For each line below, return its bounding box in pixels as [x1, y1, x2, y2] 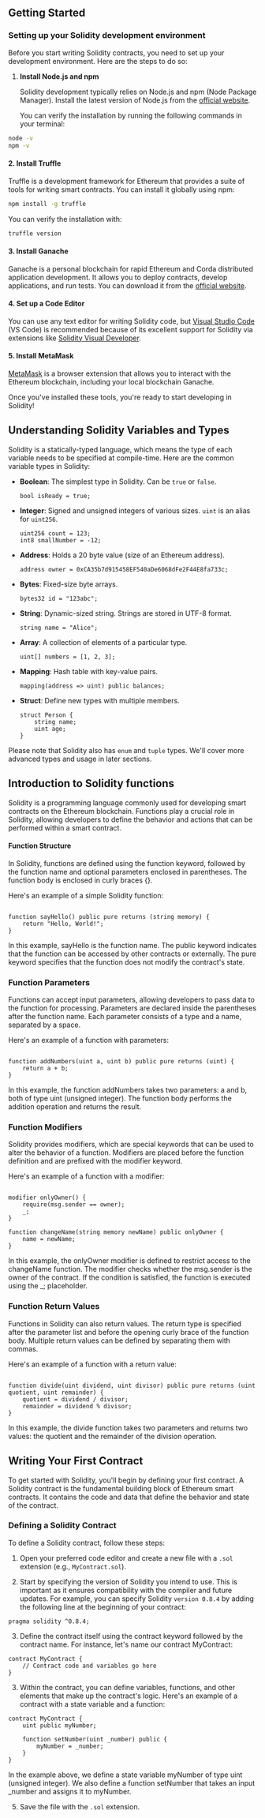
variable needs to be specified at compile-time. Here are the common [8, 453, 234, 463]
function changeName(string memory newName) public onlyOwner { [8, 1228, 224, 1236]
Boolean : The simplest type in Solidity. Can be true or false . [19, 477, 217, 486]
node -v [8, 134, 34, 142]
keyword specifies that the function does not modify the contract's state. [8, 957, 245, 966]
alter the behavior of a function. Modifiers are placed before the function [8, 1148, 244, 1157]
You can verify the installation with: [8, 214, 122, 223]
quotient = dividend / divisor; [22, 1395, 129, 1404]
